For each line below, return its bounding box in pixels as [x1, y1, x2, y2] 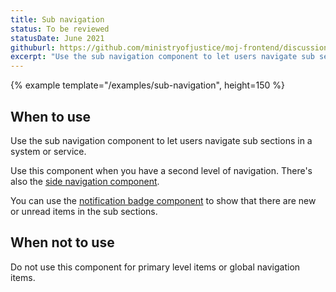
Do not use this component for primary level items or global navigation [10, 261, 301, 273]
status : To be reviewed [10, 24, 110, 34]
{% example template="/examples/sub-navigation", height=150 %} [10, 79, 285, 91]
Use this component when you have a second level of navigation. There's [10, 164, 313, 176]
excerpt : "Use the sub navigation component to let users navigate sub [10, 52, 315, 62]
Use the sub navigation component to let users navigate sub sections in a [10, 134, 313, 146]
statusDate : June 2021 [10, 33, 105, 43]
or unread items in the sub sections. [10, 205, 158, 217]
